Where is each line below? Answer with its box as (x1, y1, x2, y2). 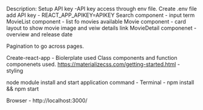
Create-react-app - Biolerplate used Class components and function (6, 54, 177, 61)
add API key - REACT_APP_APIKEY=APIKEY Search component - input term (6, 11, 195, 19)
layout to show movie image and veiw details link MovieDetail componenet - (6, 24, 197, 31)
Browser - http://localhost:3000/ (6, 97, 88, 104)
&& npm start (6, 85, 39, 92)
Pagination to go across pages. (6, 42, 84, 50)
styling (6, 67, 23, 74)
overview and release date (6, 31, 73, 38)
